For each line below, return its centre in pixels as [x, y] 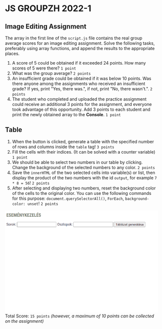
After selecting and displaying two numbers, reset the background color [84, 188]
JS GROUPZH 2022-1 [48, 9]
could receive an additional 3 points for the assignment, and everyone [82, 104]
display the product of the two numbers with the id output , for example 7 [84, 177]
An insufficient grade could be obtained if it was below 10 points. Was [81, 78]
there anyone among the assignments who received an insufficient [79, 84]
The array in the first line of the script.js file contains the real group [74, 38]
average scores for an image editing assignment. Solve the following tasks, [80, 43]
